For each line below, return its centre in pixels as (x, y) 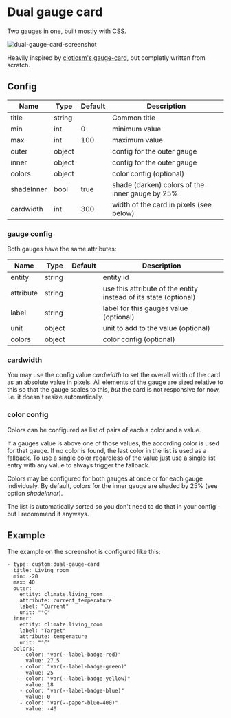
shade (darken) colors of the (158, 184)
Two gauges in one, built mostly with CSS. (67, 31)
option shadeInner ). (35, 493)
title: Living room (41, 571)
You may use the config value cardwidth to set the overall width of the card (114, 375)
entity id (116, 277)
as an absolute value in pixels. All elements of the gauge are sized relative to (115, 382)
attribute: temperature (54, 637)
